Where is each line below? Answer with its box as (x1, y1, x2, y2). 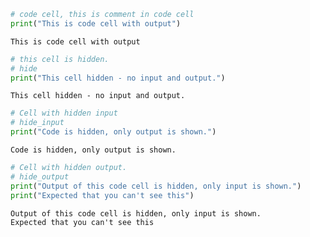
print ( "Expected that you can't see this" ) (10, 190, 195, 200)
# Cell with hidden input (10, 108, 118, 119)
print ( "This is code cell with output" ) (10, 18, 182, 29)
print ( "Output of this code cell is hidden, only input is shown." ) (10, 181, 302, 191)
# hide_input (10, 118, 65, 128)
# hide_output (10, 171, 70, 182)
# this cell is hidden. (10, 54, 110, 64)
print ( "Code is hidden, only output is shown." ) (10, 127, 217, 137)
